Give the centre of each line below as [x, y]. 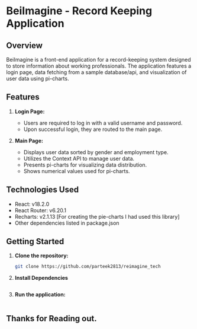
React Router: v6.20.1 [41, 210]
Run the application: [40, 295]
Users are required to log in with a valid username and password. [103, 123]
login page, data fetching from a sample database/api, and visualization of [97, 72]
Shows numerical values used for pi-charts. [77, 171]
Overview [25, 45]
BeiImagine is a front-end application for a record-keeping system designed [98, 60]
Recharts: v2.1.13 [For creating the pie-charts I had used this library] [97, 216]
